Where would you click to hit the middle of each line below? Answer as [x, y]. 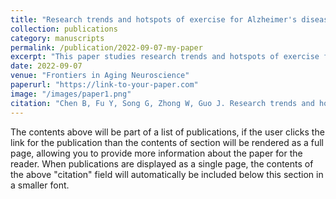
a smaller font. [40, 185]
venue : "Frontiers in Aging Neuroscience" [100, 76]
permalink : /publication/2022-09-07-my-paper [106, 47]
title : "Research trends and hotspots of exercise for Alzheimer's [154, 19]
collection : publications [64, 29]
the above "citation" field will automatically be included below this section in [167, 174]
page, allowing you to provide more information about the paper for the [156, 153]
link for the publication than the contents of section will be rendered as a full [167, 142]
